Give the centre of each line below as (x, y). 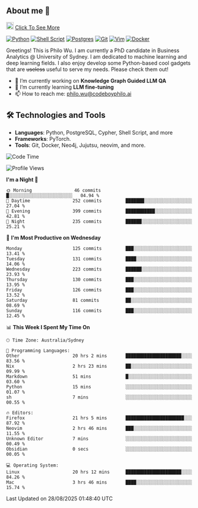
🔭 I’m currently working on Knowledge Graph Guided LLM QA (90, 81)
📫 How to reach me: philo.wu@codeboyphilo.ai (73, 94)
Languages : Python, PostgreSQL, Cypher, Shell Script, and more (94, 132)
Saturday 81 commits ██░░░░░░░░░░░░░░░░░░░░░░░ (99, 300)
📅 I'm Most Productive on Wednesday (53, 237)
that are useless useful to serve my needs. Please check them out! (87, 69)
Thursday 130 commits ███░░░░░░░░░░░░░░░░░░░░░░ (99, 279)
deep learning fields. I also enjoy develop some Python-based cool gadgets (98, 63)
